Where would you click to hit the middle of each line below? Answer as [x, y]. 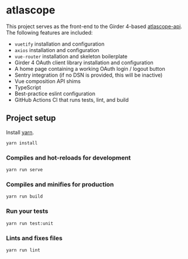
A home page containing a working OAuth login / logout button [90, 68]
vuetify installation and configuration [60, 44]
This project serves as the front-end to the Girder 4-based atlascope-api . [94, 26]
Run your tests [27, 211]
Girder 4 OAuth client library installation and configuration [84, 63]
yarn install [22, 143]
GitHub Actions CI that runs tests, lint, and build [72, 99]
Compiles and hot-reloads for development [69, 157]
